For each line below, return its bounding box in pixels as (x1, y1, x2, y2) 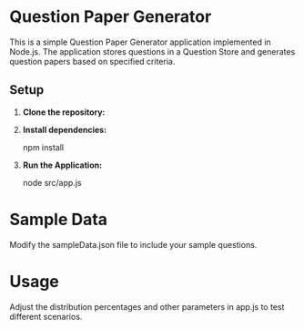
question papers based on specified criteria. (9, 56, 176, 67)
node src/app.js (22, 177, 82, 188)
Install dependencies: (22, 124, 107, 135)
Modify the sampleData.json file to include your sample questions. (9, 239, 258, 250)
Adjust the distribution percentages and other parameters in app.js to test (9, 301, 285, 312)
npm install (22, 141, 65, 152)
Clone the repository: (22, 107, 106, 118)
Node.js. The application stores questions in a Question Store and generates (9, 46, 296, 57)
